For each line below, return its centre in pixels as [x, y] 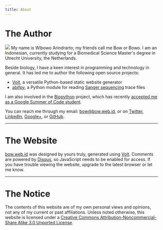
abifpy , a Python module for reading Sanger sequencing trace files [79, 87]
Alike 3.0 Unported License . [46, 223]
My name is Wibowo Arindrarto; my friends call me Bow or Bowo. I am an [84, 48]
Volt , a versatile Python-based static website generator [67, 82]
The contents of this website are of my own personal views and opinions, [78, 207]
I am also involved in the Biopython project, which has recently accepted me [81, 97]
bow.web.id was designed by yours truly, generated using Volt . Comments [79, 154]
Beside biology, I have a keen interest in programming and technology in [77, 67]
